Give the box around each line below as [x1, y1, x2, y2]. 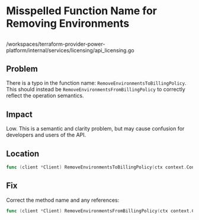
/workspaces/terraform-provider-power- [6, 40, 105, 47]
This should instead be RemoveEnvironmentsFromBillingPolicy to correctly [6, 86, 185, 93]
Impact [6, 109, 33, 119]
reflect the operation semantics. [6, 92, 84, 99]
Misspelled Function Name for [6, 4, 157, 18]
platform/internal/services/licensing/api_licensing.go [6, 46, 134, 54]
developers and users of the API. [6, 132, 86, 139]
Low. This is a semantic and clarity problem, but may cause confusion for [6, 125, 185, 132]
